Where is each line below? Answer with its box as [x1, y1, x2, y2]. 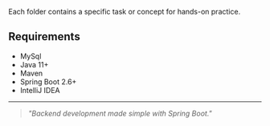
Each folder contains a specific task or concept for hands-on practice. [8, 7, 241, 16]
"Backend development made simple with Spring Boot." [27, 108, 213, 118]
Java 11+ [19, 59, 49, 69]
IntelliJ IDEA [19, 85, 60, 95]
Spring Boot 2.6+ [19, 76, 77, 87]
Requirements [8, 30, 80, 43]
